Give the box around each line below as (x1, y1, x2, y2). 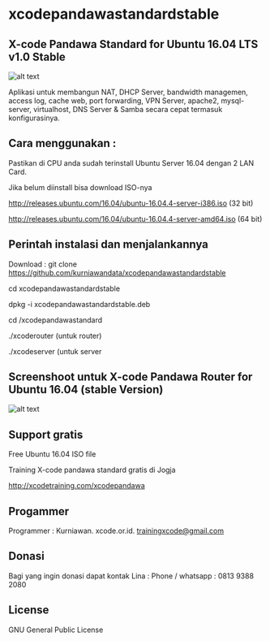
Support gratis (8, 427, 84, 441)
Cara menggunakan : (8, 136, 117, 150)
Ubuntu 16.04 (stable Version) (8, 383, 164, 396)
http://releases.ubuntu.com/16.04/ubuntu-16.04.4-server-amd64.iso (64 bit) (8, 214, 263, 223)
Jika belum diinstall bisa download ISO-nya (8, 182, 152, 192)
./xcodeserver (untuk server (8, 346, 102, 356)
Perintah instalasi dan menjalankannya (8, 237, 209, 252)
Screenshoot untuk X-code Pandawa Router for (8, 370, 253, 384)
